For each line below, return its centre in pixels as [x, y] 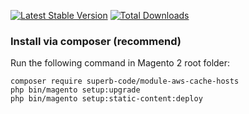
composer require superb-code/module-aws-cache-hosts [125, 81]
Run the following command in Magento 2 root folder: [120, 63]
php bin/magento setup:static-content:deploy [106, 99]
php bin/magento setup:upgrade [75, 90]
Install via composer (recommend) [96, 41]
